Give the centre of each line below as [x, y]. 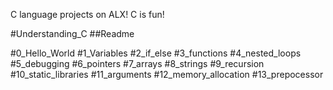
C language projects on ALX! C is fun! [87, 14]
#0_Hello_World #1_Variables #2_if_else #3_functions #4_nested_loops [156, 53]
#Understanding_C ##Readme [72, 33]
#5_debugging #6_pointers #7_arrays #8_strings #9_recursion [137, 63]
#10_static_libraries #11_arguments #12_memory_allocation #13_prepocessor [167, 74]
